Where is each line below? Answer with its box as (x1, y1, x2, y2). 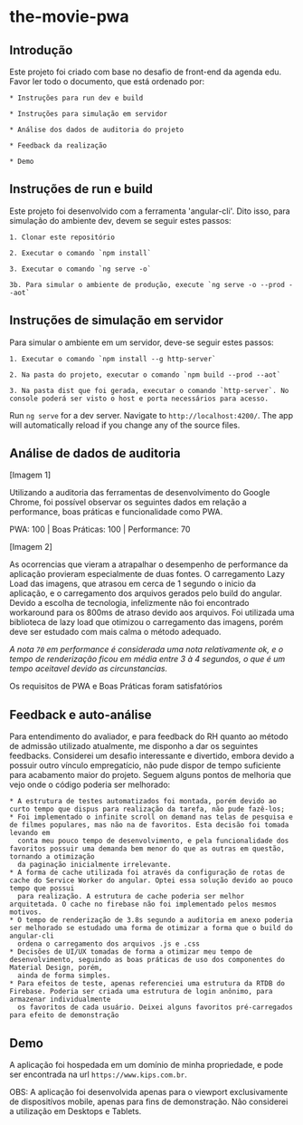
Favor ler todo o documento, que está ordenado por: (9, 76, 205, 87)
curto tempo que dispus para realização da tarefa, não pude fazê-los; (9, 804, 285, 814)
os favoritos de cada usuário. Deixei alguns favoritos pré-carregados (17, 1003, 294, 1012)
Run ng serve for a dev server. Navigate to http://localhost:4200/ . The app (9, 409, 294, 420)
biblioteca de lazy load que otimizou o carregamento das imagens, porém (9, 617, 284, 628)
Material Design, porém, (9, 963, 103, 973)
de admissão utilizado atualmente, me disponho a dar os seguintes (9, 741, 259, 752)
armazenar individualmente (9, 995, 111, 1005)
